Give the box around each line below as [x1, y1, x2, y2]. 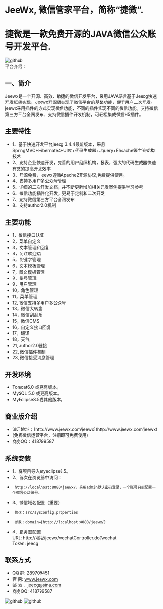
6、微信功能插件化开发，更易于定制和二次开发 [12, 190, 105, 196]
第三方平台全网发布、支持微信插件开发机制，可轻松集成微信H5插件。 [5, 111, 143, 117]
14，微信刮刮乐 [12, 312, 43, 318]
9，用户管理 [12, 281, 37, 287]
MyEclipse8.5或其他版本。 [12, 397, 65, 403]
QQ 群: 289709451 [12, 570, 50, 576]
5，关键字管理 [12, 256, 41, 262]
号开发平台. [5, 41, 51, 52]
